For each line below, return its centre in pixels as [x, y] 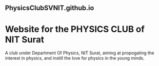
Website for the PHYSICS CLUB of [75, 29]
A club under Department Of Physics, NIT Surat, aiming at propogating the [80, 53]
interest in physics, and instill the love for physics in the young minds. [75, 58]
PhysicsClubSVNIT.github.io [50, 8]
